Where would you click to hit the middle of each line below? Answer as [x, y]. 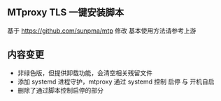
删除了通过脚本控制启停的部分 [60, 90]
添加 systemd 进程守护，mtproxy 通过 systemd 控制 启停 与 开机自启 [116, 81]
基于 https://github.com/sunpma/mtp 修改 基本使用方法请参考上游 [102, 31]
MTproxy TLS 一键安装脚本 [66, 13]
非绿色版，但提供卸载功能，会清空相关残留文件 [85, 72]
